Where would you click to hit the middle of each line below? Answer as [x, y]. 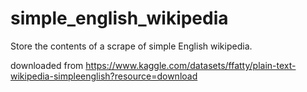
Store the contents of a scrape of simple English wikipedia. [131, 46]
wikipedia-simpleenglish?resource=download [104, 76]
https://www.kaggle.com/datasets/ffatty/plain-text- [191, 65]
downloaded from [47, 65]
